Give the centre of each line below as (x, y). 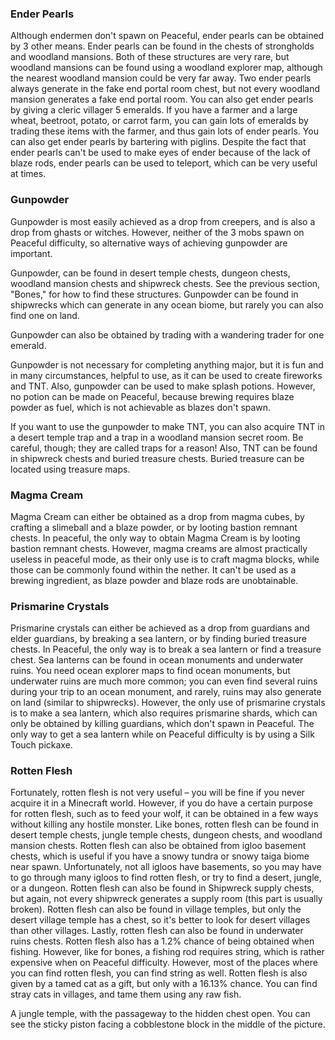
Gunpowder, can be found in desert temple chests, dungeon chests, (150, 273)
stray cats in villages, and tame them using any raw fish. (126, 994)
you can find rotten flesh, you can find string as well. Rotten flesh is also (159, 973)
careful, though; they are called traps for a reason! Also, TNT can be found (164, 448)
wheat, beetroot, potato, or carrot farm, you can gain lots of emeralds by (159, 121)
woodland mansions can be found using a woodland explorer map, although (166, 68)
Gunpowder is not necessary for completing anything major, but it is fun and (167, 364)
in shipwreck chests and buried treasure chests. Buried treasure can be (157, 458)
